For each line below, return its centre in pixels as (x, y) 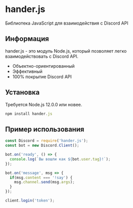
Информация (27, 39)
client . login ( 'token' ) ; (30, 200)
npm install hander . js (29, 114)
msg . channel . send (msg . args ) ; (44, 182)
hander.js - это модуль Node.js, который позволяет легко (66, 51)
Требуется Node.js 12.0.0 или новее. (44, 104)
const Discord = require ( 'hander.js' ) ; (47, 141)
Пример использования (45, 129)
